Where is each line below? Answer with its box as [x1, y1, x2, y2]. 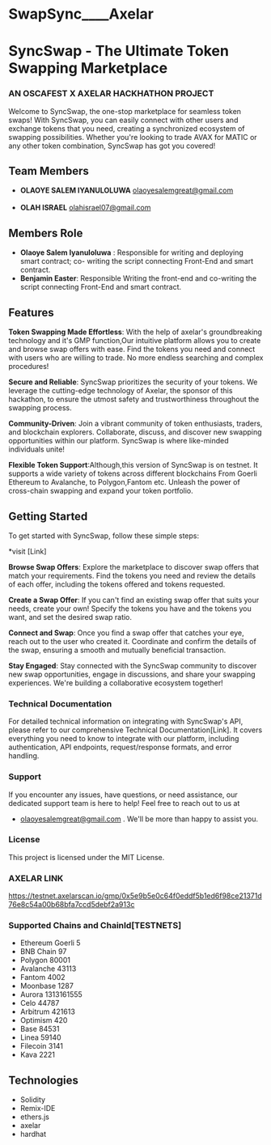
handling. [8, 751, 40, 761]
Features [8, 305, 54, 320]
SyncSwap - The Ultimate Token [8, 42, 229, 61]
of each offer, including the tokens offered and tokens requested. [8, 579, 226, 589]
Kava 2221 [19, 1050, 55, 1060]
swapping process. [8, 403, 73, 413]
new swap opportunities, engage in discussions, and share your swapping [8, 669, 256, 679]
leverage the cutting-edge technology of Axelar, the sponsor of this [8, 386, 233, 396]
